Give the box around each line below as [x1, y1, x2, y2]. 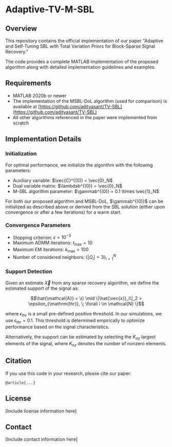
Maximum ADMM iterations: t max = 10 [12, 240, 93, 247]
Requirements [5, 79, 51, 88]
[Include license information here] [5, 407, 77, 414]
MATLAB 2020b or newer [12, 92, 67, 99]
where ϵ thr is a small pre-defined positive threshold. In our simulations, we [5, 310, 162, 318]
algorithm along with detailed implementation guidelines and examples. [5, 64, 156, 70]
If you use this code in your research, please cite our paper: [5, 370, 132, 376]
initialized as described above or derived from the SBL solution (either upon [5, 203, 165, 210]
